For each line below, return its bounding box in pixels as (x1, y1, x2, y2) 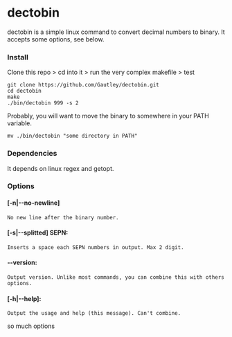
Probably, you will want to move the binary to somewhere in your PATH (7, 112, 209, 120)
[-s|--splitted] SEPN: (7, 228, 69, 237)
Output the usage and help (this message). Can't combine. (7, 310, 181, 317)
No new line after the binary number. (7, 214, 119, 221)
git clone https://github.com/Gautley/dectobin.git (7, 82, 159, 89)
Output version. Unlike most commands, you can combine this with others (7, 274, 225, 281)
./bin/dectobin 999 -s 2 (7, 100, 79, 107)
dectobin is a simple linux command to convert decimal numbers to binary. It (7, 28, 225, 36)
